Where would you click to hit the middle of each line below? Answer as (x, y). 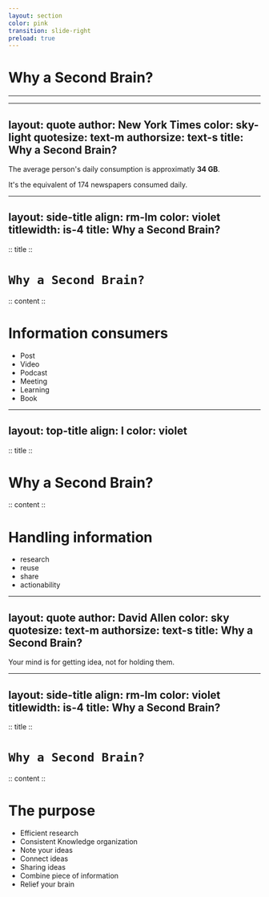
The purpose (52, 811)
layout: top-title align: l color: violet (98, 431)
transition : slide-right (50, 30)
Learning (34, 389)
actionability (40, 585)
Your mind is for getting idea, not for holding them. (91, 662)
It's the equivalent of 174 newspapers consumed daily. (98, 185)
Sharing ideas (43, 867)
